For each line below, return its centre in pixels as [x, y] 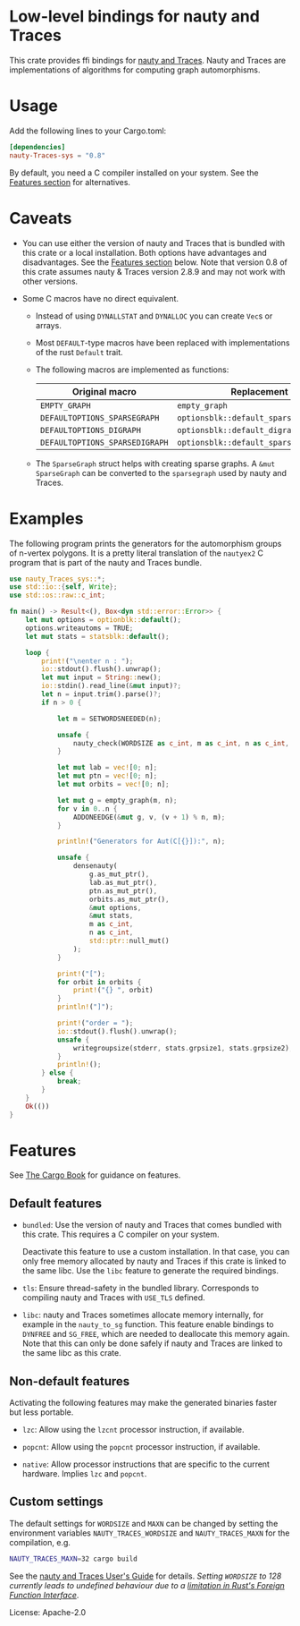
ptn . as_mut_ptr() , [123, 891]
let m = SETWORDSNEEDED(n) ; [109, 719]
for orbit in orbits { [99, 982]
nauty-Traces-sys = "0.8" [57, 155]
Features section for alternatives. [70, 182]
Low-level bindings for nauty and [135, 17]
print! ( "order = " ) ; [95, 1023]
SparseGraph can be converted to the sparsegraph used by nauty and [161, 472]
